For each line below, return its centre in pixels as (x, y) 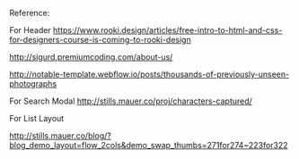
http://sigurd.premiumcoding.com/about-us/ (91, 57)
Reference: (30, 13)
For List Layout (37, 118)
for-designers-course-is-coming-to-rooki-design (100, 40)
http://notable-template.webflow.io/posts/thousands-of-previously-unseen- (149, 74)
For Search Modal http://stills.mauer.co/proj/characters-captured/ (131, 101)
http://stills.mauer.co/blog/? (61, 136)
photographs (33, 84)
